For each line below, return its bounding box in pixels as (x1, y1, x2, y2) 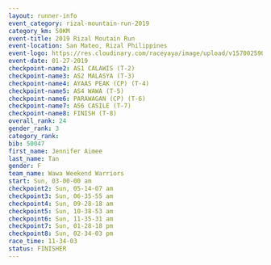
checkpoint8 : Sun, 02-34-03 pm (8, 229, 114, 238)
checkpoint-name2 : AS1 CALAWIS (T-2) (8, 65, 135, 73)
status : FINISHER (8, 245, 67, 253)
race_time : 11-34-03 (8, 238, 78, 246)
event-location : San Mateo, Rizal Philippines (8, 42, 168, 50)
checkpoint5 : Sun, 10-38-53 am (8, 207, 114, 215)
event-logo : (8, 49, 48, 57)
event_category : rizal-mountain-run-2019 (8, 19, 150, 27)
